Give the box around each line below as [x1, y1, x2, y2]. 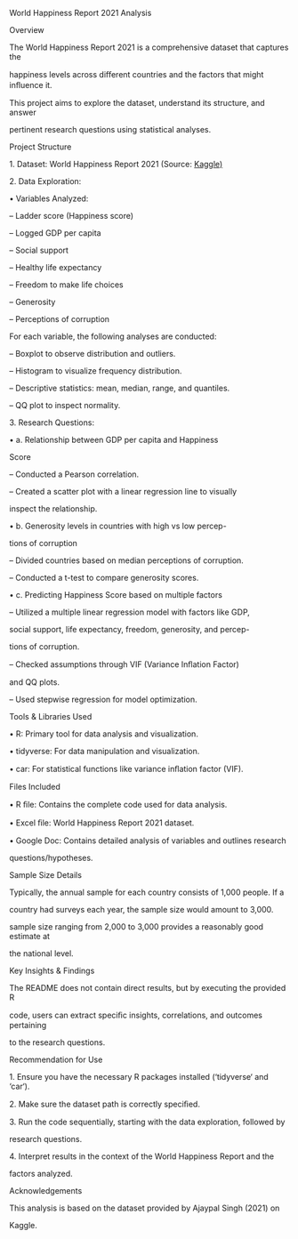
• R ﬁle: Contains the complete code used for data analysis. [9, 800, 228, 809]
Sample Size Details [9, 870, 83, 880]
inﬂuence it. [9, 80, 52, 90]
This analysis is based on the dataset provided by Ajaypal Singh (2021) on [9, 1203, 280, 1213]
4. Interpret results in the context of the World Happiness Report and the [9, 1151, 275, 1162]
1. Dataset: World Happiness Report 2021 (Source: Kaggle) [9, 159, 223, 169]
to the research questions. [9, 1037, 106, 1048]
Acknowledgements [9, 1186, 83, 1195]
